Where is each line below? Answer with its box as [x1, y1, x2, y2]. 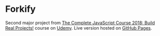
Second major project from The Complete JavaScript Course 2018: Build [5, 20, 155, 26]
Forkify [5, 3, 36, 15]
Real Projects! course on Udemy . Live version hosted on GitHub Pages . [5, 25, 152, 31]
